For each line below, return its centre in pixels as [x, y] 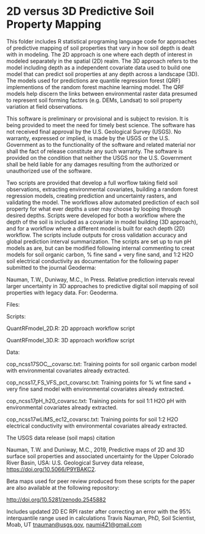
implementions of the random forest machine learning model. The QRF [95, 87]
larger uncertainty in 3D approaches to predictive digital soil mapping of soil [102, 286]
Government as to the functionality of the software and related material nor [101, 144]
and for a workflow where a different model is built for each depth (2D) [96, 228]
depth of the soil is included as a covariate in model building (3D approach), [102, 222]
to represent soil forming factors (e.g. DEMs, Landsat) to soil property [94, 100]
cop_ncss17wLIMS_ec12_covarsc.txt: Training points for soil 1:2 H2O [92, 419]
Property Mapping [54, 24]
